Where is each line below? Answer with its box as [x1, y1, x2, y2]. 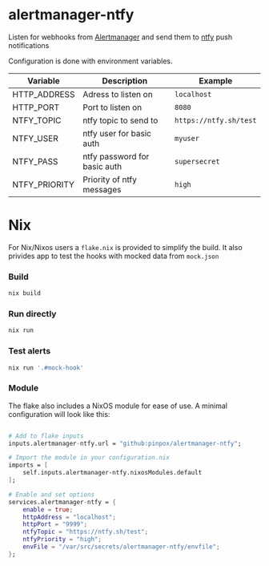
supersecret [175, 156, 220, 166]
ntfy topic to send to [82, 115, 159, 126]
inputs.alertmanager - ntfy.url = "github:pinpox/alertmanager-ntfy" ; [8, 439, 242, 447]
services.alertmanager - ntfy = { [8, 498, 116, 506]
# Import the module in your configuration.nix [8, 454, 171, 462]
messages [82, 184, 122, 195]
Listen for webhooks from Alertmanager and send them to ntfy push [8, 32, 233, 42]
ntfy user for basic [82, 127, 152, 139]
